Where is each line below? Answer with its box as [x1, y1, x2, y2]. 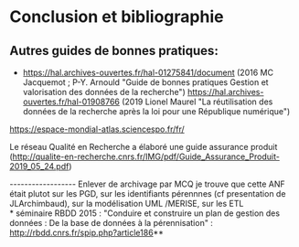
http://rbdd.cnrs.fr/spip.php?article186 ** [9, 227, 165, 238]
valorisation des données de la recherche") [22, 87, 186, 97]
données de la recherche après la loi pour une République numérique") [22, 106, 291, 116]
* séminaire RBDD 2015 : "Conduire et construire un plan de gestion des [9, 208, 281, 219]
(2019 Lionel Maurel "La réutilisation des [122, 96, 273, 107]
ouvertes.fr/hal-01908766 [22, 96, 121, 107]
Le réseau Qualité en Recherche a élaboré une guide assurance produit [9, 142, 278, 152]
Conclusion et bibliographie [9, 6, 224, 27]
